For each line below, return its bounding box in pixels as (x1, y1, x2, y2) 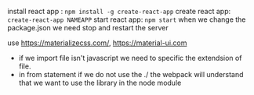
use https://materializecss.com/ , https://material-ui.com (7, 38, 187, 47)
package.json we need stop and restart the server (7, 23, 169, 32)
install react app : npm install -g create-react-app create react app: (7, 7, 231, 16)
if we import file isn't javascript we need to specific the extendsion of (18, 54, 242, 62)
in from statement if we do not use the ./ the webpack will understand (18, 70, 244, 79)
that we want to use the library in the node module (18, 78, 182, 87)
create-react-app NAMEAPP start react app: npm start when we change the (7, 15, 246, 24)
